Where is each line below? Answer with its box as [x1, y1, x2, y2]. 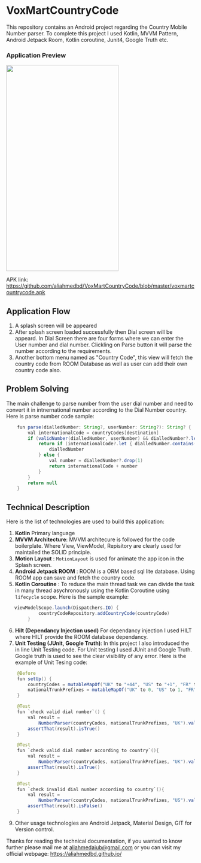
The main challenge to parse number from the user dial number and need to [6, 400, 193, 407]
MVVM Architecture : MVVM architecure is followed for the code [14, 536, 175, 543]
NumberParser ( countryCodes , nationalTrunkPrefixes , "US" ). [38, 798, 188, 804]
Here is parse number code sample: [6, 412, 95, 420]
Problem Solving [6, 384, 69, 394]
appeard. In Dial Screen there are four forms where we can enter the [14, 335, 184, 342]
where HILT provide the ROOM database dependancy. [14, 633, 148, 640]
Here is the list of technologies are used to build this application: [6, 518, 165, 525]
